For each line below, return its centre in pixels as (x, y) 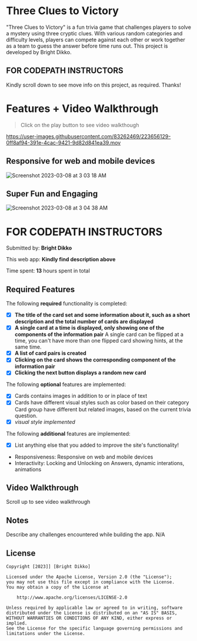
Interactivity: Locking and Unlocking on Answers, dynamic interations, (99, 463)
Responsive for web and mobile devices (81, 161)
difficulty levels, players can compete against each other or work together (96, 39)
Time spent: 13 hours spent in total (48, 271)
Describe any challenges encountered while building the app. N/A (86, 534)
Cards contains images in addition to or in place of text (81, 396)
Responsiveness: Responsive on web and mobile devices (84, 457)
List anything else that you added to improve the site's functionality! (97, 445)
